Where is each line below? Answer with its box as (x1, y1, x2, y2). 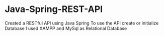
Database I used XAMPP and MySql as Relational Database (5, 25, 127, 31)
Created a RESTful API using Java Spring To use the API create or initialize (5, 20, 159, 26)
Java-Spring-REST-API (5, 3, 103, 15)
